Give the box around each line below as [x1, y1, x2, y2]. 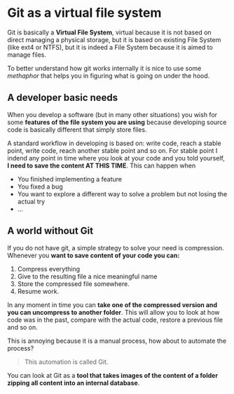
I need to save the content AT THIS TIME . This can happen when [7, 161, 196, 170]
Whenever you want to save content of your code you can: [7, 251, 180, 259]
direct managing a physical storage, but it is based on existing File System [7, 35, 221, 43]
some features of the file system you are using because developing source [7, 118, 227, 126]
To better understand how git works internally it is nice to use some [7, 64, 202, 72]
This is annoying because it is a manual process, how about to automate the [7, 337, 226, 345]
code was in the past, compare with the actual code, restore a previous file [7, 315, 223, 324]
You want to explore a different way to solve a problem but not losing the [17, 189, 228, 198]
